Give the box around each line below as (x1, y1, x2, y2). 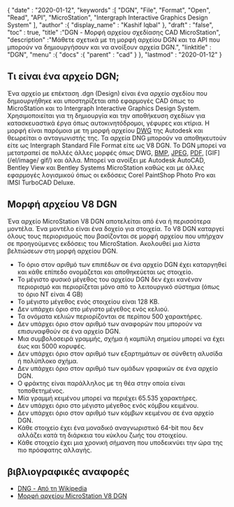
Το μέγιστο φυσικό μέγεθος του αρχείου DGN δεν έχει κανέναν (17, 275, 203, 284)
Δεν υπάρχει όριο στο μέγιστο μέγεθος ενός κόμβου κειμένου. (17, 401, 199, 409)
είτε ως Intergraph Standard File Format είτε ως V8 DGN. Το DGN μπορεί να (7, 141, 227, 149)
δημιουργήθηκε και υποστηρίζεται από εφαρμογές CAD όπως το (7, 96, 194, 105)
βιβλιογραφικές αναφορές (7, 466, 130, 478)
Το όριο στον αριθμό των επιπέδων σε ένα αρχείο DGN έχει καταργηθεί (17, 260, 227, 268)
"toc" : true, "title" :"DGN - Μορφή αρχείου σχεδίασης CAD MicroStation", (7, 28, 221, 36)
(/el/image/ (7, 156, 40, 164)
